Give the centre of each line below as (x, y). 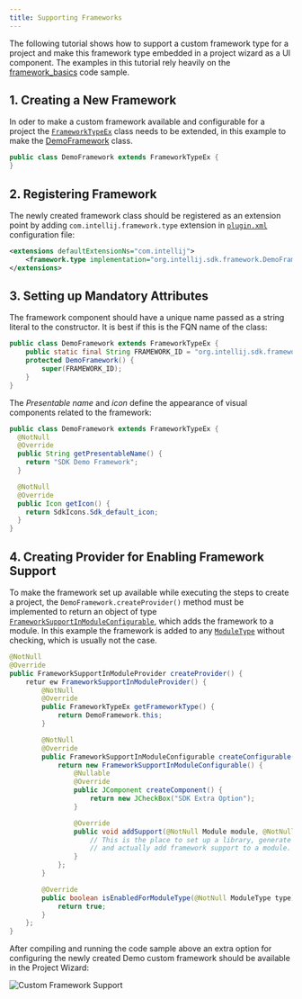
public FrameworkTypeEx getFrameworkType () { (129, 707)
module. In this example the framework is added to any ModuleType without (147, 630)
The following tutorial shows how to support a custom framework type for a (149, 43)
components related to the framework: (80, 412)
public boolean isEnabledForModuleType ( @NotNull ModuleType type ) (169, 898)
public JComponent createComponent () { (148, 790)
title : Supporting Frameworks (66, 18)
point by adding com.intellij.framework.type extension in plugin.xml (138, 225)
